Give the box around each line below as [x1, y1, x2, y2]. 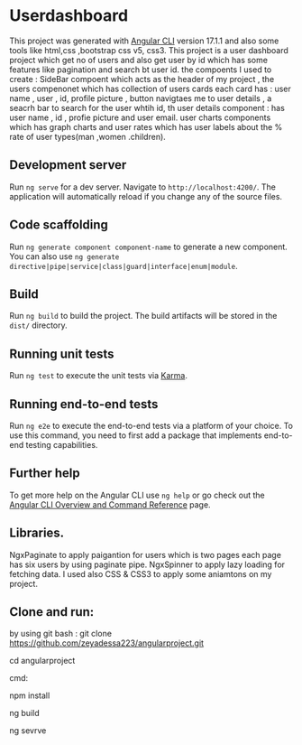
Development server [9, 157, 127, 172]
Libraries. [9, 526, 65, 541]
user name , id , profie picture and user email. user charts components [9, 112, 271, 123]
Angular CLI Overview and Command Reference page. [9, 498, 211, 510]
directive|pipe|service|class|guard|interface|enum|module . [9, 260, 238, 271]
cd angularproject [9, 656, 76, 666]
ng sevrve [9, 725, 47, 736]
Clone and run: [9, 604, 95, 619]
